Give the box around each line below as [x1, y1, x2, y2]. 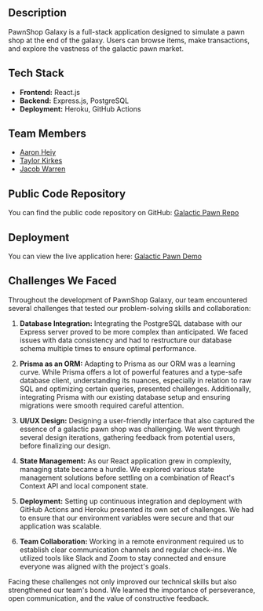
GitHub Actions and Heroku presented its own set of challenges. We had [19, 504, 254, 514]
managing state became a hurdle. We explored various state [19, 464, 214, 474]
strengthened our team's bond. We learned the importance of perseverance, [8, 585, 256, 595]
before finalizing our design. [19, 441, 111, 450]
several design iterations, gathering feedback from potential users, [19, 432, 236, 442]
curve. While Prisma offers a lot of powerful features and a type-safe [19, 367, 243, 376]
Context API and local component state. [19, 481, 148, 490]
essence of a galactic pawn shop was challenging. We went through [19, 424, 241, 434]
